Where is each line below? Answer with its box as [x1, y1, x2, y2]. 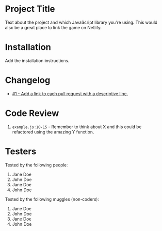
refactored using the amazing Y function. [12, 129, 94, 134]
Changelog [5, 75, 50, 86]
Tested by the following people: [5, 162, 68, 168]
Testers [5, 146, 36, 157]
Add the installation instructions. [5, 57, 69, 64]
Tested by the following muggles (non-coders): [5, 196, 99, 202]
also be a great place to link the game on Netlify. [5, 24, 102, 30]
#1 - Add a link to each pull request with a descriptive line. [12, 91, 128, 97]
